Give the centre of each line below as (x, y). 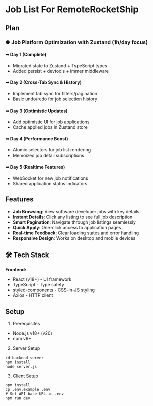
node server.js (21, 366)
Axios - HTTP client (33, 295)
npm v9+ (22, 338)
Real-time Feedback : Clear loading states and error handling (76, 233)
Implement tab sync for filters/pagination (55, 93)
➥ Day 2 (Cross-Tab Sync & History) (44, 82)
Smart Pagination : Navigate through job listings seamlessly (74, 222)
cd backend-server (24, 358)
